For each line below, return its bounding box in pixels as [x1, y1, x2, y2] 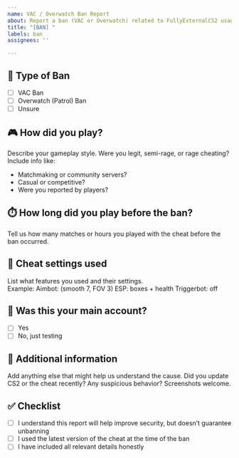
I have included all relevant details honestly [17, 442, 144, 451]
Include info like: [7, 156, 55, 165]
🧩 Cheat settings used [7, 258, 107, 270]
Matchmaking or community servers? [17, 170, 127, 179]
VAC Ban [17, 88, 44, 97]
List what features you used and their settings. [7, 276, 144, 285]
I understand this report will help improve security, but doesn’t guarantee [17, 419, 232, 427]
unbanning [17, 427, 50, 435]
